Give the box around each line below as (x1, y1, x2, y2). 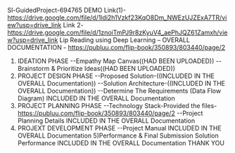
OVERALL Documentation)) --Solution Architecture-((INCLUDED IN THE (17, 79, 226, 87)
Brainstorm (17, 65, 50, 72)
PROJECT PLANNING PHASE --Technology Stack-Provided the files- (17, 102, 217, 109)
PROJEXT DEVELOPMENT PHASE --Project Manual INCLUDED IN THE (17, 124, 222, 132)
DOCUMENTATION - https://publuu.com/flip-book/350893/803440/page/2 (7, 44, 226, 51)
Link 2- (63, 21, 84, 29)
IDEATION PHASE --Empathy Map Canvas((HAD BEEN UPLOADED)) (17, 57, 215, 65)
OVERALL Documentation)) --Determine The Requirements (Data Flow (17, 87, 222, 95)
